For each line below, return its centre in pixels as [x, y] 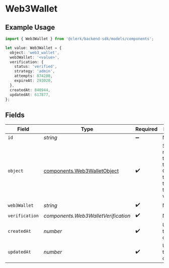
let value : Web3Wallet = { [33, 48]
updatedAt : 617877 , [30, 95]
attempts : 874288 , [33, 76]
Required [147, 129]
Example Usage [30, 27]
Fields [15, 115]
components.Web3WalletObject [81, 171]
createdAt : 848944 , [30, 90]
